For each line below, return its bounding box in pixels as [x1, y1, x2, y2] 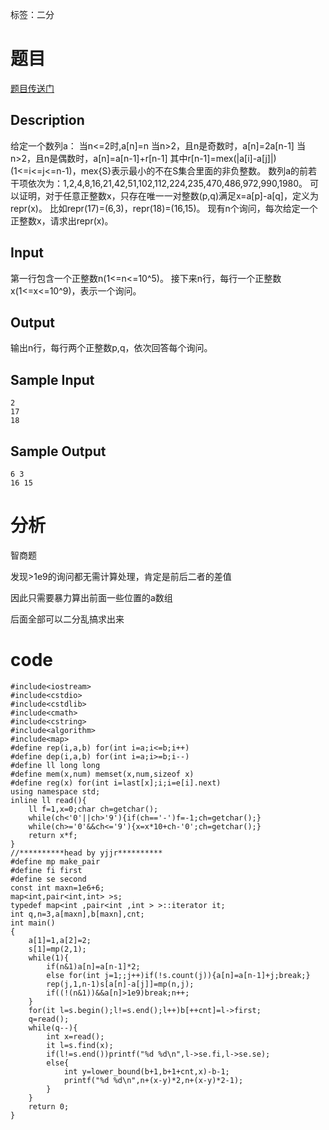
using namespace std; [10, 786, 101, 797]
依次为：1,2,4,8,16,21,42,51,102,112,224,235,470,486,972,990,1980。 [27, 177, 308, 189]
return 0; [28, 1101, 70, 1112]
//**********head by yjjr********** [10, 848, 163, 858]
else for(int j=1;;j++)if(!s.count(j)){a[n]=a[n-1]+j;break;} [46, 970, 311, 980]
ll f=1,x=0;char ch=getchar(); [28, 804, 159, 814]
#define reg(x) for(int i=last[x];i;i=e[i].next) [10, 778, 222, 788]
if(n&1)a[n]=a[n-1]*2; [46, 961, 141, 972]
